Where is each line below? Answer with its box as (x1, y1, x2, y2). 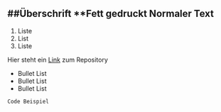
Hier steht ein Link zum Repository (7, 55, 109, 64)
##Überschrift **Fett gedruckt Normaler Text (7, 8, 215, 20)
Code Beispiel (7, 98, 50, 105)
